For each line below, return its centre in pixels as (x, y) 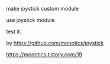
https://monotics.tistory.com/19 (44, 55)
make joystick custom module (42, 9)
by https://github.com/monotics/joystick (55, 43)
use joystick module (30, 20)
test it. (14, 31)
